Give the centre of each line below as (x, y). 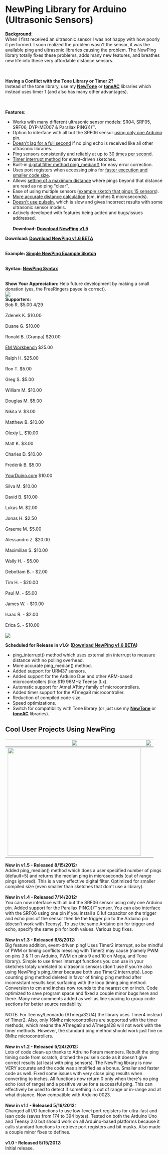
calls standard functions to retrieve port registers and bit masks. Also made (83, 1126)
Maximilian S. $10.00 (27, 550)
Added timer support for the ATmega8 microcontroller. (68, 692)
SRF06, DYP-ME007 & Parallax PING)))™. (54, 127)
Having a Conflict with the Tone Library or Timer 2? (59, 81)
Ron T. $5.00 (19, 368)
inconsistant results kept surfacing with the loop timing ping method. (76, 982)
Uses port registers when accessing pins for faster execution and (80, 170)
